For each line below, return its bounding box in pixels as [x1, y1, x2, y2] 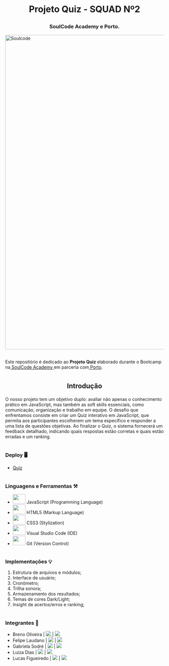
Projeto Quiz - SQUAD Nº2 [29, 4, 140, 15]
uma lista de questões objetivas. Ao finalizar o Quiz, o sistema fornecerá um [5, 423, 163, 429]
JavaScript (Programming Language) [26, 499, 103, 505]
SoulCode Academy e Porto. [49, 23, 120, 30]
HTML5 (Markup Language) [26, 509, 84, 515]
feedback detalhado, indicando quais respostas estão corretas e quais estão [5, 428, 164, 434]
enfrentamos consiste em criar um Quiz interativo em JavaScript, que [5, 412, 149, 418]
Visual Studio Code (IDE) [26, 530, 78, 536]
